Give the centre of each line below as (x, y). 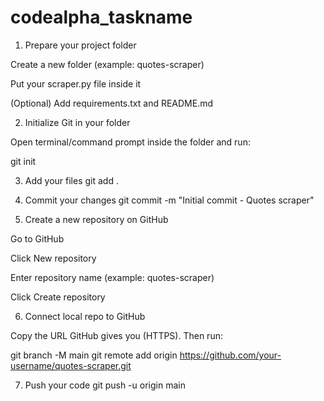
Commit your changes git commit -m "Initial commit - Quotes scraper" (169, 200)
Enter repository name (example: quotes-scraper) (112, 277)
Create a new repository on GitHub (96, 219)
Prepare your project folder (80, 45)
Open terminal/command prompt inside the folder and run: (130, 142)
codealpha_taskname (101, 17)
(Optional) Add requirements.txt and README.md (112, 103)
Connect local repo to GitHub (85, 316)
